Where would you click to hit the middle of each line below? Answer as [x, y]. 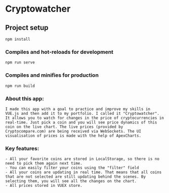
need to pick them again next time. [44, 164]
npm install [18, 39]
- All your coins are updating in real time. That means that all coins [83, 172]
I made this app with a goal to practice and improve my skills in [78, 109]
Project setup [27, 28]
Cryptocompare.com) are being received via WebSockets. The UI [73, 131]
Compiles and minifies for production [52, 75]
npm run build [20, 86]
